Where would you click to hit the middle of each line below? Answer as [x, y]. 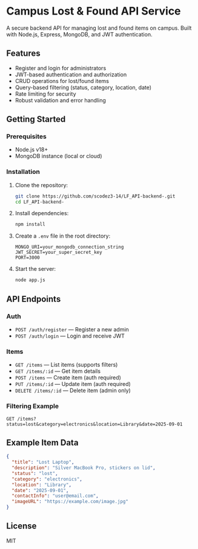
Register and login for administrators [61, 68]
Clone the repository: [41, 185]
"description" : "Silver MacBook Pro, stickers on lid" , [84, 468]
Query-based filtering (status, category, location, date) [83, 87]
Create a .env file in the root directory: [63, 236]
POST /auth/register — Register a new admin [72, 329]
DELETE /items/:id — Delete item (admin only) [73, 391]
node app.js [30, 280]
